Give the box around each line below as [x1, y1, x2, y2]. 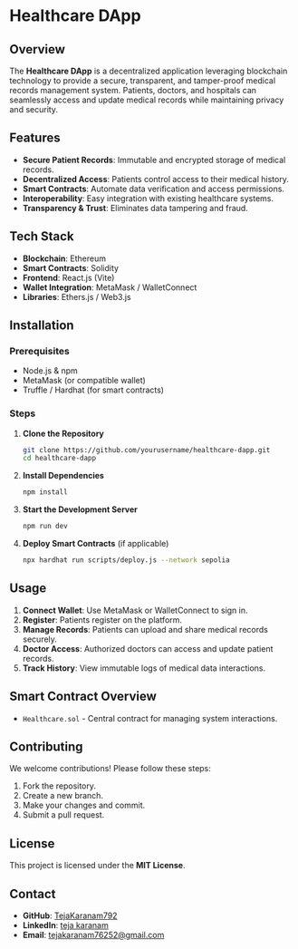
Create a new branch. [22, 790, 104, 801]
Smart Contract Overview [9, 689, 157, 704]
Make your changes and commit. [22, 799, 146, 811]
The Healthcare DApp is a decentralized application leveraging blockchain [9, 65, 288, 76]
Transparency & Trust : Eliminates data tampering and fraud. [22, 202, 249, 213]
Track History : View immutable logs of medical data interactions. [22, 663, 266, 673]
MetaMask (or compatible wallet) [22, 375, 147, 386]
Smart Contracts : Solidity [22, 262, 120, 273]
